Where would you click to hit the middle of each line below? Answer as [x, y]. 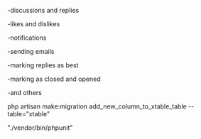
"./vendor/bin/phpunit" [40, 128]
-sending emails [31, 51]
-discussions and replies [43, 10]
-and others [25, 93]
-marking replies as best [43, 65]
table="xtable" [29, 114]
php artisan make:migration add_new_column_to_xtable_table [97, 106]
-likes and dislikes [34, 24]
